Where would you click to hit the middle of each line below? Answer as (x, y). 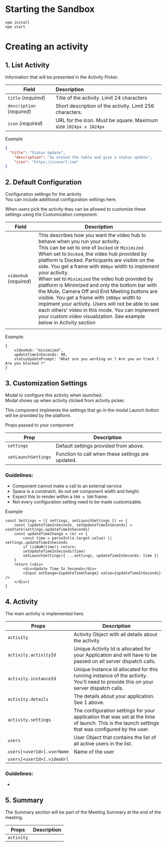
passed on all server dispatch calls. (115, 661)
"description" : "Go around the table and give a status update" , (83, 157)
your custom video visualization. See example (91, 317)
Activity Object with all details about (116, 634)
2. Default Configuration (43, 182)
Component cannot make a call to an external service (67, 486)
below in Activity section (67, 323)
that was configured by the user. (112, 729)
